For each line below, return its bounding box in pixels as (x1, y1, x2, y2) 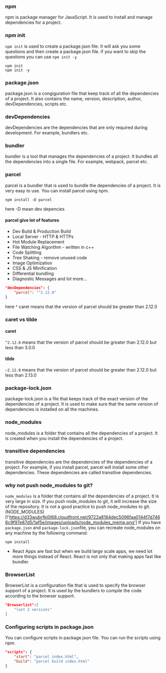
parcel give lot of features (5, 217, 59, 223)
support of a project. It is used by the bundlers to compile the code (5, 588, 142, 594)
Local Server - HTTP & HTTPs (12, 234, 74, 240)
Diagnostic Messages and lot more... (12, 276, 88, 282)
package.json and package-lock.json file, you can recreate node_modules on (5, 525, 161, 531)
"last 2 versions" (14, 607, 52, 612)
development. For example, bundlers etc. (5, 130, 89, 136)
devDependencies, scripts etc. (5, 101, 68, 107)
